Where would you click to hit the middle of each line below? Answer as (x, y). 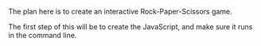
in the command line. (43, 35)
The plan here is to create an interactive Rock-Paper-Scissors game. (120, 11)
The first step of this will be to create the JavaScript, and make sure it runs (130, 27)
